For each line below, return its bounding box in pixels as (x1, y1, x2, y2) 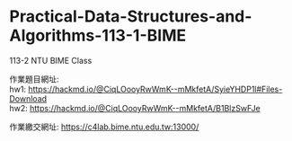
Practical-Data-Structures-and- (9, 6, 252, 27)
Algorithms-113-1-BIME (9, 25, 187, 46)
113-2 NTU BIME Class (9, 55, 93, 66)
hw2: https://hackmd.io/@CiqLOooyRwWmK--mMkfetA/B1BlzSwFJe (9, 102, 261, 113)
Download (9, 93, 48, 104)
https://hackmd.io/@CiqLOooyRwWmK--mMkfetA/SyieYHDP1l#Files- (28, 84, 283, 94)
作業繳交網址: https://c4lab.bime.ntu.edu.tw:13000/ (9, 121, 199, 132)
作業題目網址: (9, 74, 60, 84)
